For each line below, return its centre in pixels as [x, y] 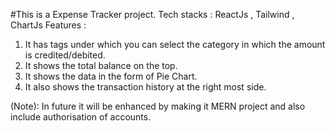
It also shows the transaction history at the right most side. [145, 87]
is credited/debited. [65, 55]
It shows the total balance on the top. [101, 65]
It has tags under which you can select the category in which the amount [175, 44]
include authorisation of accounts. [81, 117]
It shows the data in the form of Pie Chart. [111, 76]
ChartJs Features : [48, 25]
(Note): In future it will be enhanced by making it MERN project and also [158, 106]
